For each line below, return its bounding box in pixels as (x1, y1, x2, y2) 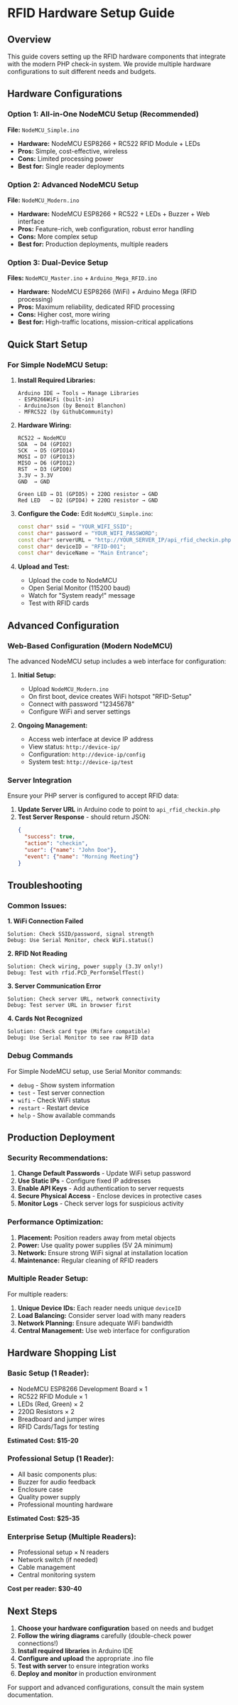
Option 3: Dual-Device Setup (7, 258, 109, 268)
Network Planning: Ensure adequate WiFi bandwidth (17, 1319, 173, 1327)
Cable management (17, 1563, 76, 1572)
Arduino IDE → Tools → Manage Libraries (17, 389, 139, 396)
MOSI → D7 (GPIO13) (17, 453, 76, 460)
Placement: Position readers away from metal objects (17, 1233, 176, 1242)
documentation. (7, 1690, 54, 1699)
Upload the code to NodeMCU (28, 576, 117, 585)
